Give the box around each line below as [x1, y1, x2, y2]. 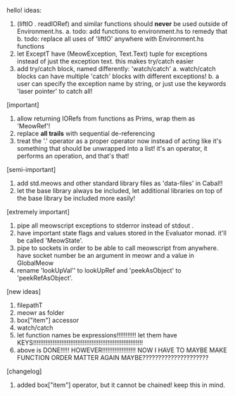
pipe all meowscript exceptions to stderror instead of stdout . [16, 221, 194, 230]
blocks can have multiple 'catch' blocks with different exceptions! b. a [16, 72, 220, 80]
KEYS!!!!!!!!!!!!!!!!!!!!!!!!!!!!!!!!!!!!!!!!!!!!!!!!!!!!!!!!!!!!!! [16, 338, 144, 347]
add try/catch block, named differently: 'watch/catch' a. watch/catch [16, 65, 216, 73]
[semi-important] [6, 166, 56, 173]
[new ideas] [6, 287, 42, 295]
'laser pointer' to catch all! [16, 87, 93, 95]
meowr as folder [16, 309, 65, 316]
